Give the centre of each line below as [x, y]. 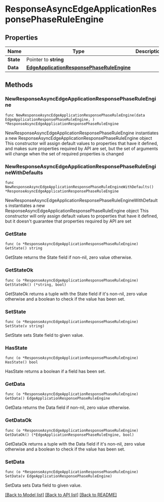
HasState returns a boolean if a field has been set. [55, 372]
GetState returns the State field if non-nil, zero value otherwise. [69, 257]
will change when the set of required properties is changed [64, 153]
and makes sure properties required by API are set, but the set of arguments [82, 149]
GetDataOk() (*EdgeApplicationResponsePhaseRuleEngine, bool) [70, 435]
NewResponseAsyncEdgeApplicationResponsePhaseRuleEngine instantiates [82, 133]
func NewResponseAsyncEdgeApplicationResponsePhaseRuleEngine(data [75, 115]
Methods [19, 85]
